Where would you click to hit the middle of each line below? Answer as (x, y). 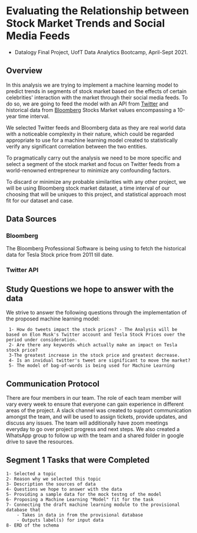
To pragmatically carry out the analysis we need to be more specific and (94, 158)
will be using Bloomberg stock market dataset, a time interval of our (88, 188)
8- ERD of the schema (33, 525)
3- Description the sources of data (51, 484)
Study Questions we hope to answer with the (90, 289)
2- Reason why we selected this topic (54, 479)
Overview (24, 71)
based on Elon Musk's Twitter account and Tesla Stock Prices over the (96, 335)
